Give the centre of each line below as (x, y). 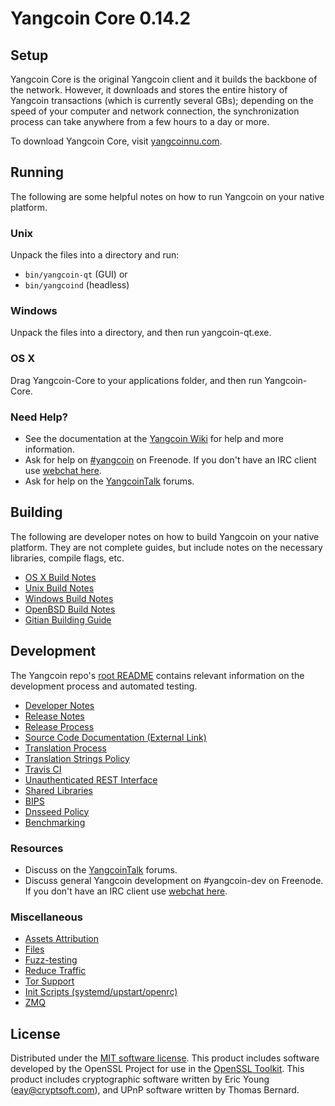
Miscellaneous (46, 917)
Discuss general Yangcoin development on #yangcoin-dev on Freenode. (174, 880)
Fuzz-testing (51, 960)
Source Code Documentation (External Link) (115, 737)
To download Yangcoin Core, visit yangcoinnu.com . (116, 141)
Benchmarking (55, 822)
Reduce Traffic (55, 971)
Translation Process (65, 748)
